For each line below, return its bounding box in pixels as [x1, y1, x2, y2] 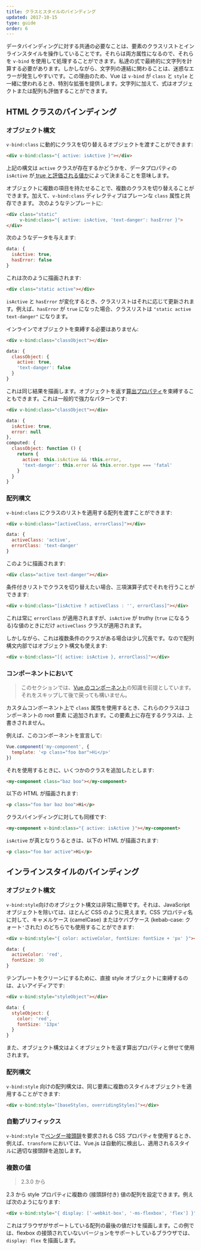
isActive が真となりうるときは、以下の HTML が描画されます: [6, 837, 159, 844]
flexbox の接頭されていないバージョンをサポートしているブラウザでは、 [16, 1229, 193, 1236]
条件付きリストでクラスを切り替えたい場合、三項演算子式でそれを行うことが [6, 583, 195, 590]
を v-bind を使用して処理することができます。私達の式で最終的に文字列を [6, 57, 187, 65]
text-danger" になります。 [6, 312, 71, 320]
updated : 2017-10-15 [6, 14, 58, 20]
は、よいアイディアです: [6, 982, 65, 989]
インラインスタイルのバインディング [6, 867, 139, 877]
